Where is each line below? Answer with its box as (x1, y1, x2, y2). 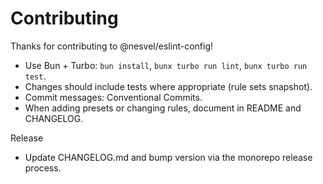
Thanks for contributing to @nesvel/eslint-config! (10, 40, 214, 52)
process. (24, 162, 62, 174)
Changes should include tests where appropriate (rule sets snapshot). (24, 80, 313, 92)
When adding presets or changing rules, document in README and (24, 102, 302, 114)
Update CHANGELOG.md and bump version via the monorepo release (24, 151, 313, 163)
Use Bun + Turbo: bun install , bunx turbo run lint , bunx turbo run (24, 59, 308, 71)
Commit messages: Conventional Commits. (24, 91, 203, 103)
